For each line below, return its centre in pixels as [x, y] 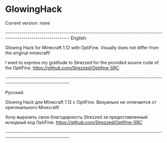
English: [79, 38]
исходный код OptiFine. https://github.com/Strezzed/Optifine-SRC [74, 122]
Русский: [15, 92]
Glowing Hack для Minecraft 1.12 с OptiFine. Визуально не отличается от [81, 102]
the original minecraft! [28, 53]
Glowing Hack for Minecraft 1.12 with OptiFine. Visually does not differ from [82, 47]
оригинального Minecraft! [32, 107]
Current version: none [28, 23]
